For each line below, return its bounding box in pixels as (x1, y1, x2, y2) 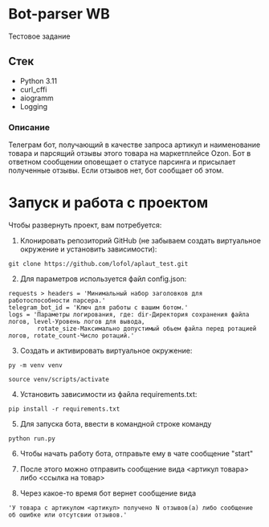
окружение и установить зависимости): (19, 244, 157, 254)
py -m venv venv (8, 361, 63, 370)
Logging (19, 101, 48, 111)
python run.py (8, 435, 56, 443)
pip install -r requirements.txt (8, 405, 120, 413)
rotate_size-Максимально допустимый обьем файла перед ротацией (37, 325, 257, 333)
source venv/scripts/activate (8, 375, 110, 383)
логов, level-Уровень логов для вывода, (8, 317, 146, 325)
